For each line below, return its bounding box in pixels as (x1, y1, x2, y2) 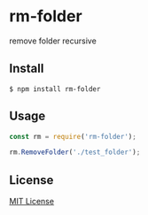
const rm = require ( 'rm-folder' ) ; (9, 132, 137, 141)
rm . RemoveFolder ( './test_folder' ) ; (9, 148, 141, 157)
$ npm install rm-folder (9, 84, 101, 94)
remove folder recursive (9, 35, 97, 46)
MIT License (9, 196, 55, 207)
